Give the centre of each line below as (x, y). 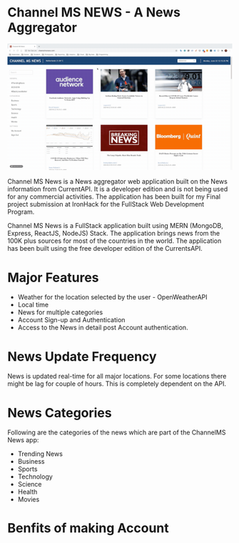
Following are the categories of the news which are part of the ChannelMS (117, 432)
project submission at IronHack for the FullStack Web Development (106, 204)
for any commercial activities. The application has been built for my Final (114, 196)
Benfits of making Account (88, 528)
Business (31, 462)
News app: (23, 440)
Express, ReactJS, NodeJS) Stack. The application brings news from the (114, 234)
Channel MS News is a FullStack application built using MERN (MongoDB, (115, 226)
